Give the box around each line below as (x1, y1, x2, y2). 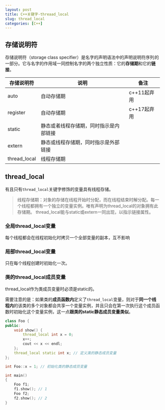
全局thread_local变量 (5, 222, 56, 229)
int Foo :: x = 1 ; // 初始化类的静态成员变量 (5, 364, 87, 369)
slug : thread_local (5, 16, 45, 21)
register (7, 109, 26, 116)
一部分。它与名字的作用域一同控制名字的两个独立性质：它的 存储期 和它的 (5, 61, 151, 66)
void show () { (14, 328, 43, 333)
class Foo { (5, 318, 29, 323)
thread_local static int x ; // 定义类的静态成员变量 (14, 350, 117, 355)
